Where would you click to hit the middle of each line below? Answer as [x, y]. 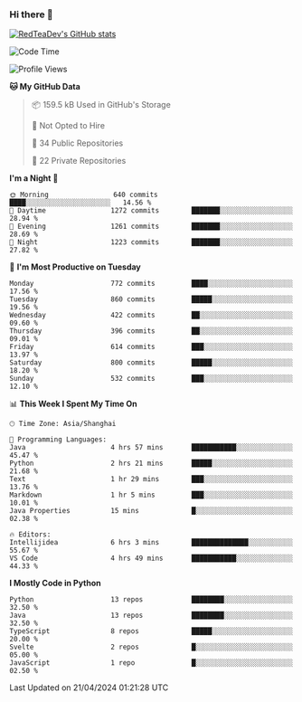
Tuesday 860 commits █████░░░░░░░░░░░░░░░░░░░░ [151, 299]
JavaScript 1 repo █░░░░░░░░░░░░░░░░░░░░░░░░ [151, 663]
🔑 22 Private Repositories [79, 161]
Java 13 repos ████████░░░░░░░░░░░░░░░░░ [151, 616]
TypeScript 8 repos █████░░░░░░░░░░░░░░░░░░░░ [151, 631]
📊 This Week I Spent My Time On [73, 404]
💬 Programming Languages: [58, 440]
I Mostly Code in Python [55, 583]
